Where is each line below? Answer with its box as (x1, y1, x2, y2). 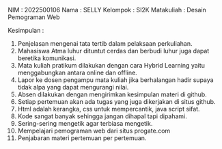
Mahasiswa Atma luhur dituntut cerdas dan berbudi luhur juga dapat (17, 47, 210, 55)
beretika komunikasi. (17, 54, 77, 62)
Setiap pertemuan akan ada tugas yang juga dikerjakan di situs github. (17, 98, 216, 105)
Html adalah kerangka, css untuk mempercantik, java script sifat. (17, 105, 200, 113)
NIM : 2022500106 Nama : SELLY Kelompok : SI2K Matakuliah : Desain (8, 6, 207, 14)
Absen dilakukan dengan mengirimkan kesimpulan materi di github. (17, 90, 207, 98)
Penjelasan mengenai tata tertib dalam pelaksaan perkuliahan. (17, 40, 193, 47)
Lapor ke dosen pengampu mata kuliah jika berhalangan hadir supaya (17, 76, 214, 84)
